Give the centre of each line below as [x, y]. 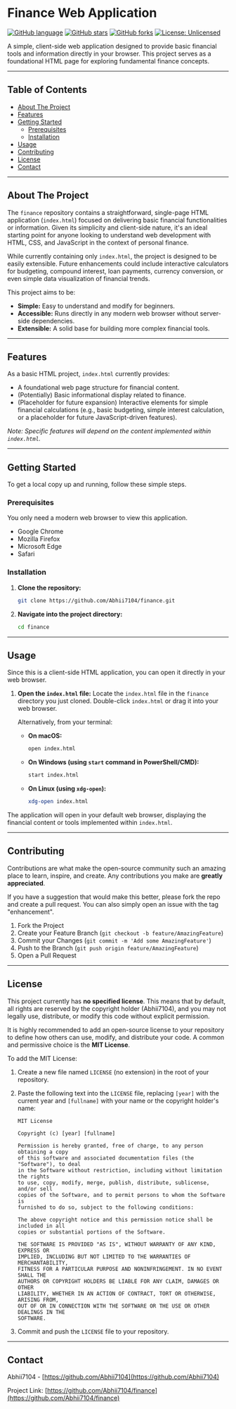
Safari [26, 554]
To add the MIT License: [42, 1058]
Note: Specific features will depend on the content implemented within [109, 431]
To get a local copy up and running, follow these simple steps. [97, 485]
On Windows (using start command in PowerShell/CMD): [113, 762]
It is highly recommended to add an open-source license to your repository [116, 1029]
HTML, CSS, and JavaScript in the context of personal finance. [98, 242]
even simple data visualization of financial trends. [79, 278]
